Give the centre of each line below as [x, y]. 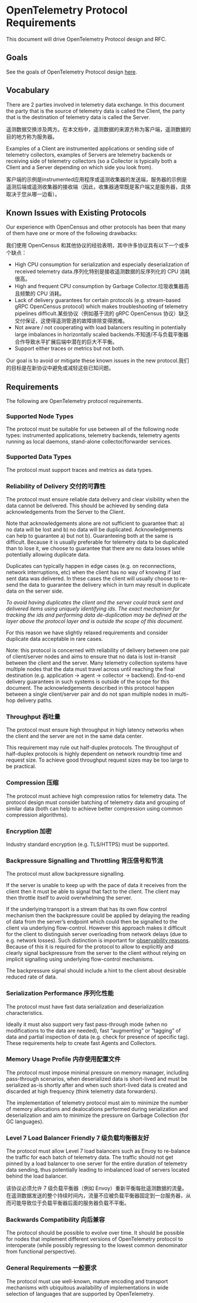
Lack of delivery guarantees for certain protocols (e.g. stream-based [97, 300]
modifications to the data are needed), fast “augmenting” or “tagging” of [94, 1030]
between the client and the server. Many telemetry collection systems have [97, 663]
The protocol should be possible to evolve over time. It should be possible [95, 1233]
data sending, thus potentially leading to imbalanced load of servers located [98, 1170]
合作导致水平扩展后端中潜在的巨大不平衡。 [66, 342]
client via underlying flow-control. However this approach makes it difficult [96, 928]
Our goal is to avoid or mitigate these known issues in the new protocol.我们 [98, 361]
